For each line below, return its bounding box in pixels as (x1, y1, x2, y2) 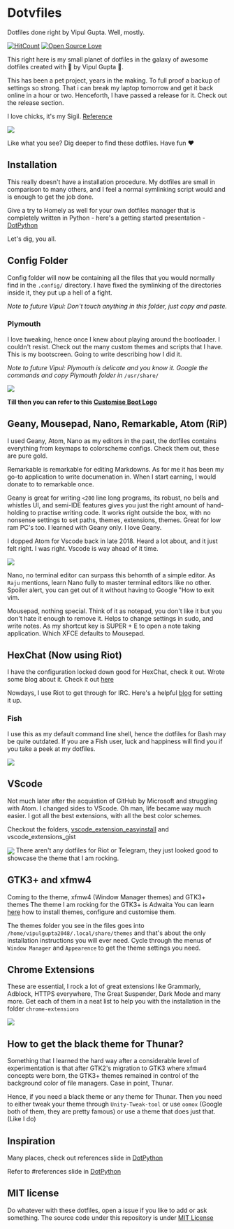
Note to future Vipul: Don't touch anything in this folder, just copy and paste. (7, 302, 227, 310)
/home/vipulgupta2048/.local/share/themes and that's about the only (7, 929, 206, 937)
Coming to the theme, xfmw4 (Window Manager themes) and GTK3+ (7, 892, 206, 901)
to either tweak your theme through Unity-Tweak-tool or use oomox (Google (7, 1100, 223, 1109)
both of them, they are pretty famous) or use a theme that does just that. (7, 1107, 216, 1116)
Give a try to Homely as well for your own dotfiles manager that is (7, 206, 196, 214)
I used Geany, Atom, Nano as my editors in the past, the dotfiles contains (7, 436, 217, 445)
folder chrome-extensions (7, 1004, 80, 1013)
